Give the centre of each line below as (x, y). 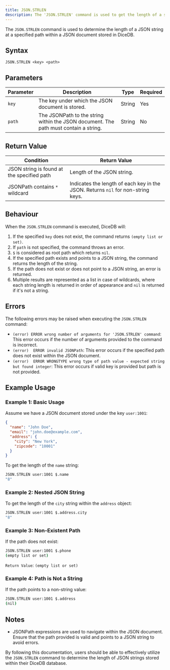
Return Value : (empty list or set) (42, 565)
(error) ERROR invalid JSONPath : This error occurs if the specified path (88, 350)
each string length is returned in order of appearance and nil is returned (88, 285)
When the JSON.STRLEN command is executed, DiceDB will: (66, 226)
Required (151, 92)
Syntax (17, 51)
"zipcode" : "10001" (35, 446)
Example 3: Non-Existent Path (43, 530)
